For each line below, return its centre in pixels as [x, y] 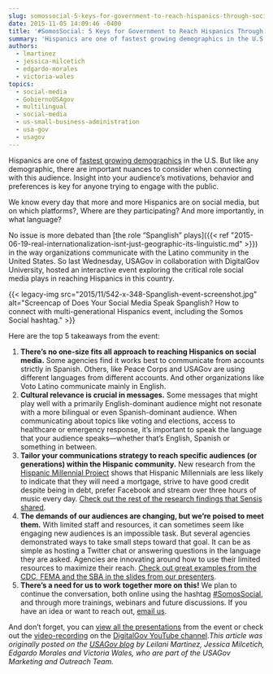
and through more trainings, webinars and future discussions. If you [134, 602]
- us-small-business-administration [78, 122]
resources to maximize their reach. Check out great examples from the [139, 567]
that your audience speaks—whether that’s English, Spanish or [125, 438]
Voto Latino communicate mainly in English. [93, 386]
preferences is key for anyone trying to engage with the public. [114, 186]
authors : [23, 46]
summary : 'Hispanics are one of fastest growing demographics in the [129, 39]
